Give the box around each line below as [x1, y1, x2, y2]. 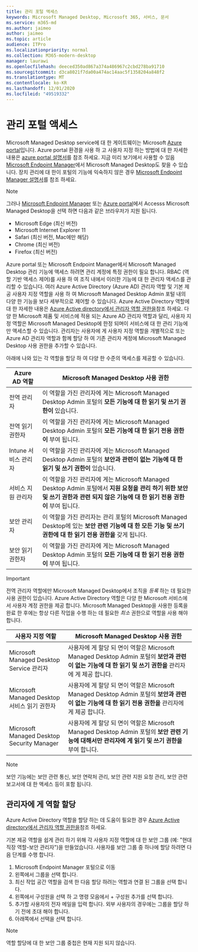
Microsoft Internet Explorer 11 [14, 226, 86, 233]
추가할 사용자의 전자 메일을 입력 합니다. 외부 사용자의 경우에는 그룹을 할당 [14, 900, 183, 907]
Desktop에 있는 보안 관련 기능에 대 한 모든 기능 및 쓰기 [42, 521, 184, 530]
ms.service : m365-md [6, 19, 57, 25]
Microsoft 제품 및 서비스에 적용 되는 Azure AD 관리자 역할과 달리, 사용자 [18, 312, 186, 319]
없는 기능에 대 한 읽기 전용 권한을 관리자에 [75, 699, 184, 707]
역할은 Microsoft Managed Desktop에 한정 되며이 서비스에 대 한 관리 [12, 319, 173, 327]
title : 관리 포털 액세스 [6, 8, 59, 15]
